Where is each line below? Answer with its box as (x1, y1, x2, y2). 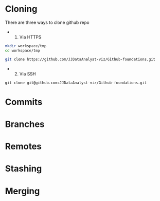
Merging (5, 185, 40, 197)
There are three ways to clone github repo (5, 19, 89, 25)
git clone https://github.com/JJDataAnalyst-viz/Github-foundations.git (5, 57, 156, 62)
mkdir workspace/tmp (5, 43, 47, 48)
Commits (5, 96, 43, 108)
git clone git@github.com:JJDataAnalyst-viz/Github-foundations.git (5, 80, 147, 85)
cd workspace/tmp (5, 48, 40, 53)
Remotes (5, 141, 42, 152)
